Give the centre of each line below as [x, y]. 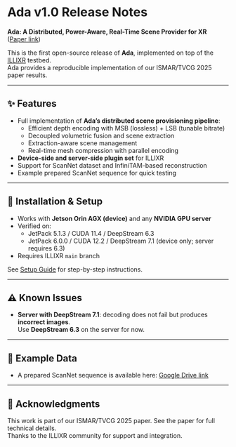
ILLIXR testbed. [29, 60]
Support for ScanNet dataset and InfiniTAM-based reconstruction [112, 165]
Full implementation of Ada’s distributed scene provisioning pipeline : [119, 121]
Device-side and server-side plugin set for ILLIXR [91, 158]
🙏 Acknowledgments [54, 404]
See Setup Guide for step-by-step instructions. [75, 269]
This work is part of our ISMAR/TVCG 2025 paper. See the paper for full [111, 421]
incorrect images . [44, 322]
